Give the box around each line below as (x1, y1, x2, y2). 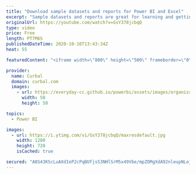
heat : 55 (6, 47, 27, 53)
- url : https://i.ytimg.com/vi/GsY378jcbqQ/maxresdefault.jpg (11, 132, 166, 138)
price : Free (6, 30, 35, 36)
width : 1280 (16, 138, 45, 144)
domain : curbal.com (11, 78, 59, 85)
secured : (6, 159, 27, 165)
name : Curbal (11, 73, 43, 79)
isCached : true (16, 148, 54, 155)
